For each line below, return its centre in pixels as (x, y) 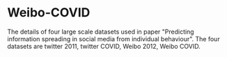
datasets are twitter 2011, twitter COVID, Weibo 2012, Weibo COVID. (104, 46)
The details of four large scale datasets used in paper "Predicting (101, 32)
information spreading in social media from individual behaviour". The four (114, 38)
